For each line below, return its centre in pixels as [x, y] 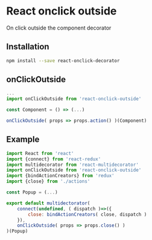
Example [23, 140]
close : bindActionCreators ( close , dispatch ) [87, 214]
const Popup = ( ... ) [32, 192]
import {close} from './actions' [48, 182]
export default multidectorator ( [48, 203]
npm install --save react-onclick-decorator [63, 61]
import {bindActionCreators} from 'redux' [60, 176]
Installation [28, 47]
